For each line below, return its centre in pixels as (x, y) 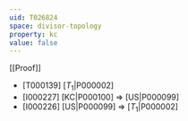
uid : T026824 (34, 17)
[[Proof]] (26, 68)
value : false (34, 43)
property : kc (34, 34)
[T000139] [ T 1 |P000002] (68, 86)
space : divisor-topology (56, 26)
